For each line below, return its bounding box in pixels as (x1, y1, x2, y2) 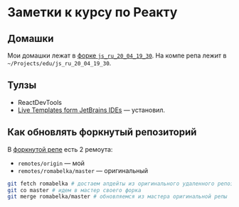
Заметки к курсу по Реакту (7, 4, 178, 21)
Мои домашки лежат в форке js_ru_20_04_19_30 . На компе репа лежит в (7, 51, 227, 60)
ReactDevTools (17, 98, 63, 106)
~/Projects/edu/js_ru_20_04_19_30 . (7, 59, 112, 67)
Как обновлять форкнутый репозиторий (7, 126, 197, 138)
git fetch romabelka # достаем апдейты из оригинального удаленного (7, 180, 215, 187)
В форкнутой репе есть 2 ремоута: (7, 145, 113, 153)
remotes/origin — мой (17, 159, 85, 167)
